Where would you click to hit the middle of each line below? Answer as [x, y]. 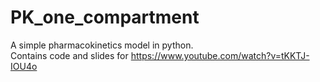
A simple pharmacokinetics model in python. [102, 45]
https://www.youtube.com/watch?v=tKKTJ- [220, 55]
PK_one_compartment [105, 17]
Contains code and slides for [69, 55]
